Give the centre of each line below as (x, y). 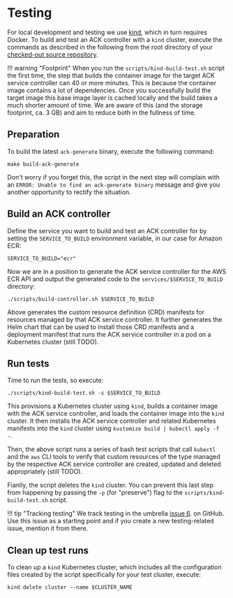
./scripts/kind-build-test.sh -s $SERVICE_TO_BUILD (84, 393)
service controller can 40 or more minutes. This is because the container (112, 82)
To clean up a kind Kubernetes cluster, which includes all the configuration (114, 567)
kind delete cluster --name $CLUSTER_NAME (70, 588)
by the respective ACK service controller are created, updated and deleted (114, 464)
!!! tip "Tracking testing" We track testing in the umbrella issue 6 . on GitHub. (116, 513)
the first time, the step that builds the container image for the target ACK (111, 75)
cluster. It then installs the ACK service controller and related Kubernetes (112, 421)
